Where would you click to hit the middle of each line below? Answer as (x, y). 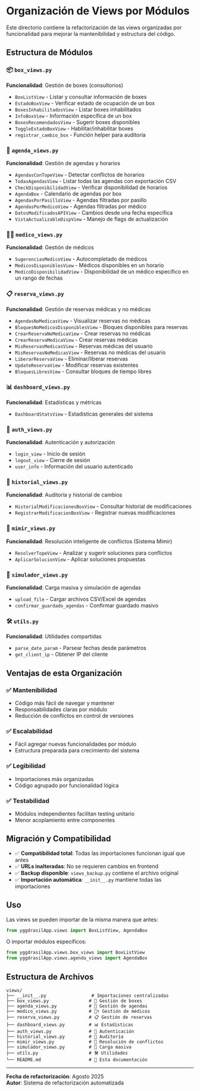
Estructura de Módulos (50, 53)
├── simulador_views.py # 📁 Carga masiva (69, 1047)
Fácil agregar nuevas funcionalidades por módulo (76, 744)
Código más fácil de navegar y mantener (65, 703)
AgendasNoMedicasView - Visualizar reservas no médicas (82, 321)
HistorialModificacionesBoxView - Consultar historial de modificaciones (103, 506)
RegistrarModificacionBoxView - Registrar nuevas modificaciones (95, 513)
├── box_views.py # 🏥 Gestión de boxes (74, 1001)
